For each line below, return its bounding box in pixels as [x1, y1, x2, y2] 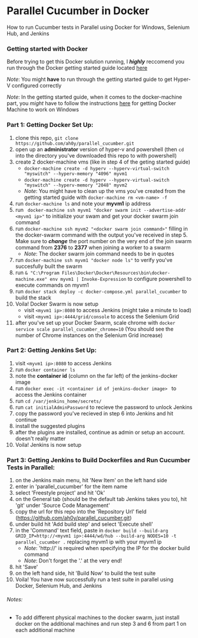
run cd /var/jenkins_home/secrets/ [15, 397, 102, 404]
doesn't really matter [15, 435, 66, 442]
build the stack [15, 294, 52, 301]
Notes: [6, 596, 23, 603]
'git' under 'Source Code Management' [15, 502, 111, 509]
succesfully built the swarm [15, 263, 82, 270]
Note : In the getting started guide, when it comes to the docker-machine [6, 93, 182, 101]
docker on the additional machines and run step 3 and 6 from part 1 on [15, 620, 187, 627]
